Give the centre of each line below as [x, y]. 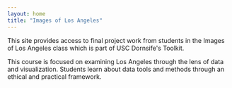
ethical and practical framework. [54, 76]
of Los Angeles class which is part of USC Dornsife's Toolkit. [96, 48]
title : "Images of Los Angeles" [55, 20]
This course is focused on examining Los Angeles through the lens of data [116, 61]
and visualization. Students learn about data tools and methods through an [116, 69]
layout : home [27, 14]
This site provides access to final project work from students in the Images [116, 40]
